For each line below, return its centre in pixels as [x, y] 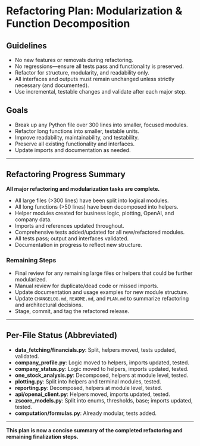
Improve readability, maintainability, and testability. [77, 137]
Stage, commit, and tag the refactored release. [72, 311]
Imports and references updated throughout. [69, 225]
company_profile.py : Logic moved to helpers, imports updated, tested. [102, 363]
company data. [33, 219]
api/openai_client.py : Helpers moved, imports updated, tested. [93, 394]
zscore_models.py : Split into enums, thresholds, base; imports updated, [104, 400]
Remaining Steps [31, 260]
